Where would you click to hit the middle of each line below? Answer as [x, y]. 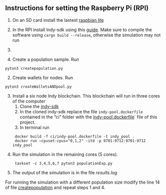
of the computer [29, 101]
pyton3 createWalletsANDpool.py [38, 87]
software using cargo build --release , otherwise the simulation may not [86, 35]
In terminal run [34, 127]
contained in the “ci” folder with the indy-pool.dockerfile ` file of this [88, 117]
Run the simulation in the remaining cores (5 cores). [65, 154]
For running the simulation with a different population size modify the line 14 [83, 182]
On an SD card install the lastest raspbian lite [58, 20]
